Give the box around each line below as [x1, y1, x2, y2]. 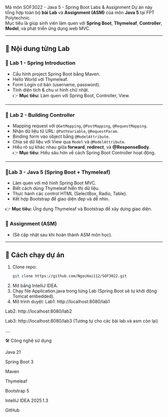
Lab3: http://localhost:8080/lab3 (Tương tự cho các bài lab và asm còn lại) [5, 318, 158, 324]
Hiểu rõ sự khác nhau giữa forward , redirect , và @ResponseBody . [12, 144, 151, 150]
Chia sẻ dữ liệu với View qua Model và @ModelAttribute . [12, 138, 126, 144]
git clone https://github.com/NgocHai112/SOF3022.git [12, 274, 127, 279]
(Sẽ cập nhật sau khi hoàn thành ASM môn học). [12, 232, 112, 238]
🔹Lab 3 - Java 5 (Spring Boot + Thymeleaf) [5, 168, 110, 175]
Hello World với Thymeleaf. [12, 76, 68, 82]
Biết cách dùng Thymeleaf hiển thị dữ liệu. [12, 185, 100, 191]
